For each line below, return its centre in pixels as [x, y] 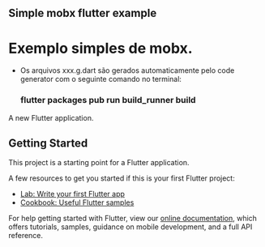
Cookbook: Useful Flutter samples [77, 202]
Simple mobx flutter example [83, 13]
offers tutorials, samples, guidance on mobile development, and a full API [130, 227]
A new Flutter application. [51, 117]
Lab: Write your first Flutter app [73, 194]
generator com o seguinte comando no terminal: [101, 79]
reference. [26, 236]
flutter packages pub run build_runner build [108, 100]
